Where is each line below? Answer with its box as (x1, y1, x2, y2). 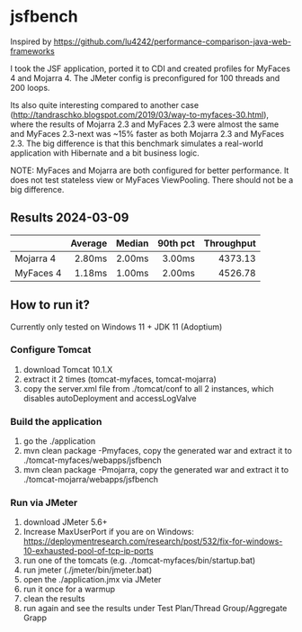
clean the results (22, 593, 85, 604)
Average (70, 237, 108, 249)
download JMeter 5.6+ (22, 517, 108, 528)
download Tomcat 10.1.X (22, 364, 113, 375)
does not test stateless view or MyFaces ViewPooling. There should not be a (10, 174, 294, 185)
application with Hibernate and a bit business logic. (10, 147, 200, 158)
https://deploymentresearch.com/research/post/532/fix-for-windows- (22, 536, 283, 546)
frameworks (10, 45, 55, 56)
